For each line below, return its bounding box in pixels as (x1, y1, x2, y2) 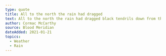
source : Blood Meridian (5, 25, 54, 30)
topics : (5, 35, 21, 39)
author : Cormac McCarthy (5, 20, 56, 26)
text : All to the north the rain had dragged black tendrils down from (5, 16, 156, 21)
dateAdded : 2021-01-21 (5, 30, 52, 35)
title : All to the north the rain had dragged (5, 12, 103, 17)
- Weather (9, 39, 30, 44)
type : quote (5, 7, 30, 12)
